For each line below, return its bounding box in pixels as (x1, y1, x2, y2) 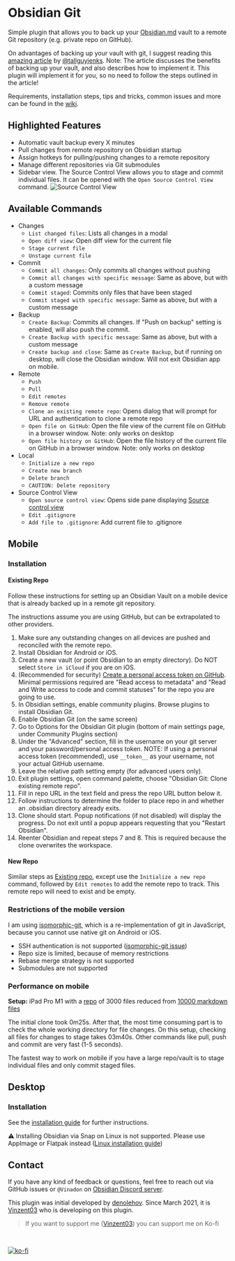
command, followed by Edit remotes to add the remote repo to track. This (8, 880, 220, 889)
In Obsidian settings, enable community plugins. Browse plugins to (17, 700, 210, 709)
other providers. (8, 620, 54, 628)
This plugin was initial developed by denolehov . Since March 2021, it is (8, 1198, 211, 1207)
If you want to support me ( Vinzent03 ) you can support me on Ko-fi (24, 1219, 219, 1228)
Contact (8, 1159, 44, 1171)
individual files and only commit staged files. (8, 1061, 136, 1069)
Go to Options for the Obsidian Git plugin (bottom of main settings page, (17, 723, 225, 731)
